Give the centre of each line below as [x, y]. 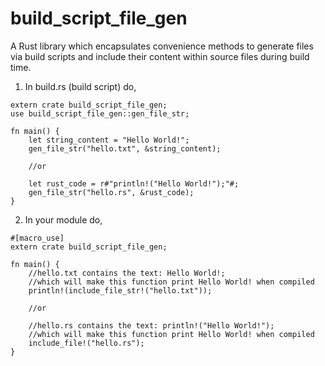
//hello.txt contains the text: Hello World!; [127, 273]
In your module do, [63, 219]
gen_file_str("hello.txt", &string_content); [125, 148]
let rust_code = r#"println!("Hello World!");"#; [134, 183]
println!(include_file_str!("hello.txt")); [120, 290]
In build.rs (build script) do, [80, 86]
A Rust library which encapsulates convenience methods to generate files [162, 46]
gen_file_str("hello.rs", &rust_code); [111, 192]
